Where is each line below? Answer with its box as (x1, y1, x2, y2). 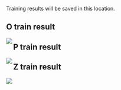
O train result (6, 22, 55, 32)
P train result (13, 42, 61, 52)
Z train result (13, 62, 61, 72)
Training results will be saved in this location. (6, 5, 115, 12)
